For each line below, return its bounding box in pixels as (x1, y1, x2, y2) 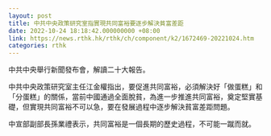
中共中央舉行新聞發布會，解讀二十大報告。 (8, 65, 150, 75)
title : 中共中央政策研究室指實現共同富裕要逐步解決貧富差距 (8, 19, 184, 27)
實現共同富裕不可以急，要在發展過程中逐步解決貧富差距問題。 (29, 102, 235, 112)
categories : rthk (8, 42, 67, 50)
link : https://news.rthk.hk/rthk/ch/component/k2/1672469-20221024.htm (8, 34, 254, 43)
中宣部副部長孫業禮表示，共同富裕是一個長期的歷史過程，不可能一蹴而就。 (8, 119, 256, 129)
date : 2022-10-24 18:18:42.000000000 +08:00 (8, 27, 161, 35)
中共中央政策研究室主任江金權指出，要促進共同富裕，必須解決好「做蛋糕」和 (8, 82, 263, 92)
